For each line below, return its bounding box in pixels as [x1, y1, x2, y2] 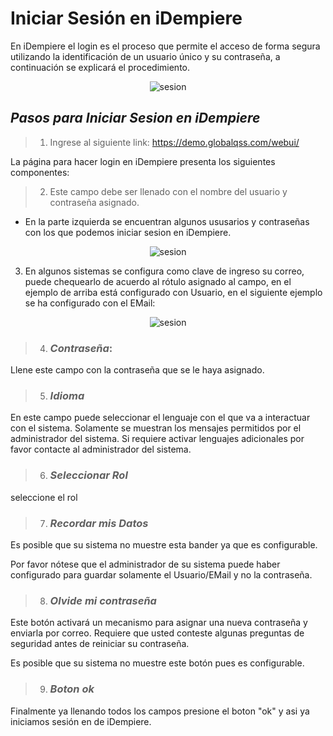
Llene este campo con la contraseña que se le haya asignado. [10, 364, 265, 376]
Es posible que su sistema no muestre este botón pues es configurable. [10, 657, 305, 669]
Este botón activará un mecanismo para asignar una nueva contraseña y [10, 617, 308, 629]
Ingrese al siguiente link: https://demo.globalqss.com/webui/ [49, 136, 300, 148]
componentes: [10, 166, 70, 178]
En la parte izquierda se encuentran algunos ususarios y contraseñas [24, 215, 310, 227]
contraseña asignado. [49, 196, 140, 208]
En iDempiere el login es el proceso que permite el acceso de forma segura [10, 40, 321, 52]
